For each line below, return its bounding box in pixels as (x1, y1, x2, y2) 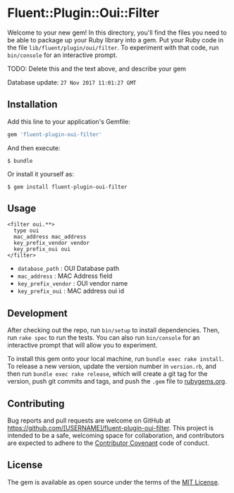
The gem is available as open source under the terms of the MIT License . (7, 477, 220, 486)
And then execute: (7, 143, 61, 152)
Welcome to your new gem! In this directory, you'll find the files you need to (7, 28, 227, 37)
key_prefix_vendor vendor (13, 240, 90, 247)
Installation (7, 99, 58, 111)
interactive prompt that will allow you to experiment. (7, 341, 158, 350)
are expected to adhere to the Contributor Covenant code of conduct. (7, 439, 209, 447)
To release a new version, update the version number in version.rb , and (7, 362, 217, 371)
